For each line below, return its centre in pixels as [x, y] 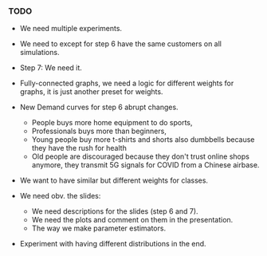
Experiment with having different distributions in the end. [113, 244]
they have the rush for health [79, 148]
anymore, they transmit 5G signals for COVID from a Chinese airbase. [145, 165]
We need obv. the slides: [60, 196]
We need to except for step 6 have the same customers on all [120, 44]
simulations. [39, 53]
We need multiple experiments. [71, 29]
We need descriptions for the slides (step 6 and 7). [115, 211]
